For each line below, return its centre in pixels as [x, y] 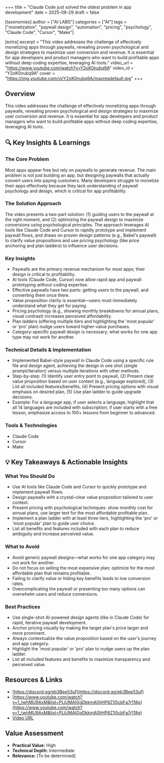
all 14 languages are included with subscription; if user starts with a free [85, 407]
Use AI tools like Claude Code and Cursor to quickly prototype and [79, 487]
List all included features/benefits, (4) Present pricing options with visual [85, 387]
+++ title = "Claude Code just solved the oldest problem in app [68, 7]
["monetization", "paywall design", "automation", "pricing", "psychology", [79, 27]
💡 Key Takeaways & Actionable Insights [67, 462]
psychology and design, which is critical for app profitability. [66, 191]
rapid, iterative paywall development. [49, 622]
